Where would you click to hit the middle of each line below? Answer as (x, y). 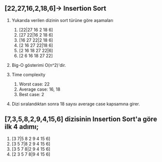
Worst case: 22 (34, 84)
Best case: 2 (32, 94)
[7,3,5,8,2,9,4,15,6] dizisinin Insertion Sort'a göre (81, 119)
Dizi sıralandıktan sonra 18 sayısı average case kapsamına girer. (76, 104)
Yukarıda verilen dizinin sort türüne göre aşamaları (62, 20)
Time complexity (28, 74)
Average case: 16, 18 (40, 89)
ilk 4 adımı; (22, 127)
